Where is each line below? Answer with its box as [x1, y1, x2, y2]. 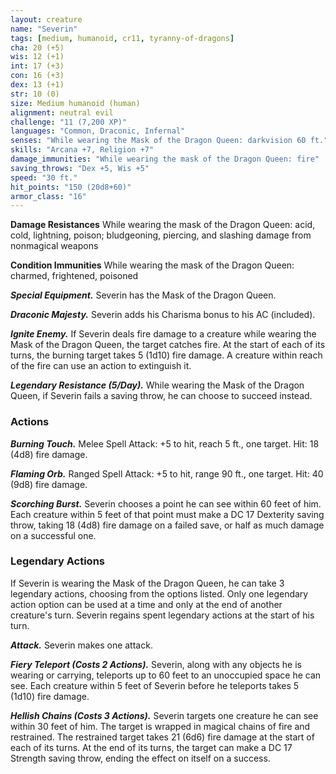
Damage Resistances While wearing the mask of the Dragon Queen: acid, [10, 219, 316, 231]
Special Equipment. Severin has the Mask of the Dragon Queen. [10, 289, 277, 301]
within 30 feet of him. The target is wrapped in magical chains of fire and [10, 720, 311, 732]
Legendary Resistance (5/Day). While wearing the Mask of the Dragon [10, 379, 305, 391]
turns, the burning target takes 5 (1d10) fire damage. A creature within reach [10, 349, 323, 361]
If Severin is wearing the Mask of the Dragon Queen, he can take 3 [10, 577, 285, 589]
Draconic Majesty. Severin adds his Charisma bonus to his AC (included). [10, 309, 316, 321]
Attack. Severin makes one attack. [10, 639, 153, 651]
